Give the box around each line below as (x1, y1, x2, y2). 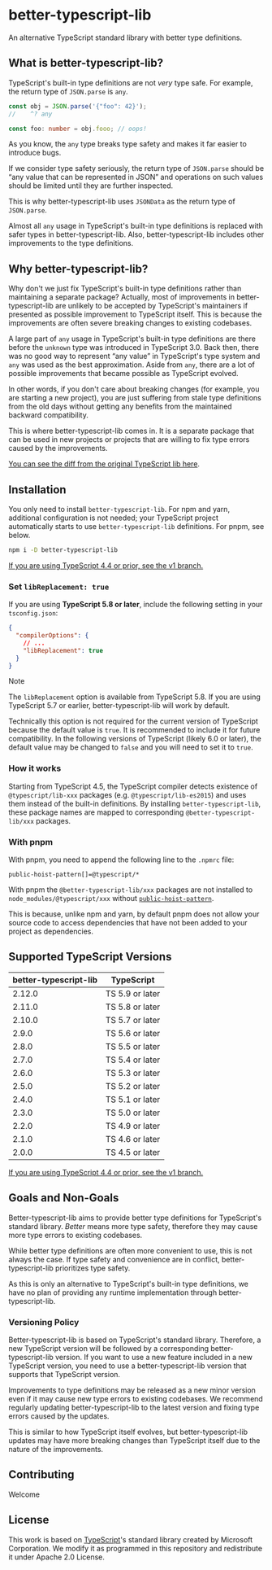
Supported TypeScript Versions (8, 950, 172, 964)
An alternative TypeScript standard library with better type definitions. (8, 33, 242, 42)
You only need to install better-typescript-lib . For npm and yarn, (8, 505, 230, 514)
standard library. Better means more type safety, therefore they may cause (8, 1221, 258, 1231)
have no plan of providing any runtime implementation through (8, 1288, 218, 1297)
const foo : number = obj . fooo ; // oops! (8, 125, 148, 133)
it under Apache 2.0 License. (8, 1552, 106, 1562)
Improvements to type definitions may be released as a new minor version (8, 1385, 256, 1395)
